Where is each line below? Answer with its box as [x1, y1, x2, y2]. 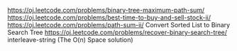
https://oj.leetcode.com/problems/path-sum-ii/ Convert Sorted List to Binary [7, 21, 231, 29]
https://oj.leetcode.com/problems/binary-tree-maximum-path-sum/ [7, 6, 205, 14]
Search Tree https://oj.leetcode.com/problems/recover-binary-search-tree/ [7, 28, 228, 36]
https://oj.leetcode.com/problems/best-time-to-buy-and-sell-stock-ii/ [7, 13, 211, 22]
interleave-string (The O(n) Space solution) [7, 36, 133, 44]
